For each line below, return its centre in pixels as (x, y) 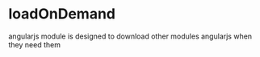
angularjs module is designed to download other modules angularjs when (130, 36)
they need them (34, 44)
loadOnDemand (62, 14)
